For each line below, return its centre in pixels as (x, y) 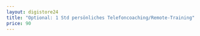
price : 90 (19, 23)
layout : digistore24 (33, 12)
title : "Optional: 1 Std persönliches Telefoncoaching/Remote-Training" (101, 18)
